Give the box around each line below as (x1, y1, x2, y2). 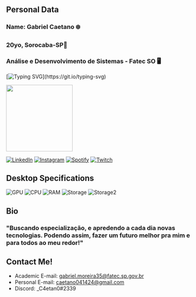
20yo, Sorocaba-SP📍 (6, 41, 68, 49)
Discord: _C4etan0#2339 (14, 285, 76, 292)
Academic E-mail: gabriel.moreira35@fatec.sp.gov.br (14, 272, 145, 280)
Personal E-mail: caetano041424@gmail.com (14, 279, 125, 286)
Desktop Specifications (6, 173, 94, 183)
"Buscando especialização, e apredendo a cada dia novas (6, 224, 175, 232)
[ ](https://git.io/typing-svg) (6, 73, 106, 80)
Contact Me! (6, 257, 53, 267)
